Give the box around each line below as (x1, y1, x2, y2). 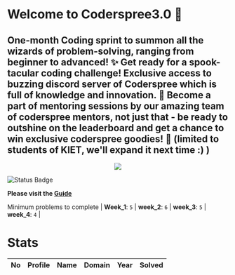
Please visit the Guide (7, 189, 72, 197)
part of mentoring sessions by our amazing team (7, 100, 224, 112)
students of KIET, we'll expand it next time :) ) (7, 144, 210, 156)
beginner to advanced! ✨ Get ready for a (7, 56, 187, 68)
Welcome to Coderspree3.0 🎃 (7, 6, 183, 22)
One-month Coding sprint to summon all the (7, 34, 204, 46)
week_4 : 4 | (7, 210, 41, 218)
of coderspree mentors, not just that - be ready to (7, 111, 228, 123)
